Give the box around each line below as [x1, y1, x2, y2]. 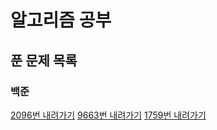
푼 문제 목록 [10, 52, 78, 69]
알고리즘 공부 [10, 9, 112, 32]
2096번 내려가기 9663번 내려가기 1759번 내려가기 [10, 109, 207, 121]
